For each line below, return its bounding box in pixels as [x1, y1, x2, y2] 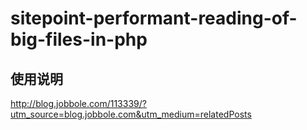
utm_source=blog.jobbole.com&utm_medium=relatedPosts [10, 108, 252, 120]
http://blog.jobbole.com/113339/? [10, 98, 147, 109]
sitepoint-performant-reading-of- [10, 7, 298, 30]
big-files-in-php [10, 28, 148, 51]
